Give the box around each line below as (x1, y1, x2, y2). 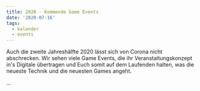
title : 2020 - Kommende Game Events (6, 8, 99, 15)
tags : (6, 20, 20, 26)
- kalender (12, 25, 39, 32)
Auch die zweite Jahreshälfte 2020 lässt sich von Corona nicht (6, 48, 162, 55)
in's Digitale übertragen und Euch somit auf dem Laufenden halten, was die (6, 61, 195, 69)
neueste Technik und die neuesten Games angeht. (6, 67, 132, 75)
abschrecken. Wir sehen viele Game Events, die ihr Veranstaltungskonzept (6, 55, 193, 62)
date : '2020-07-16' (6, 15, 56, 21)
